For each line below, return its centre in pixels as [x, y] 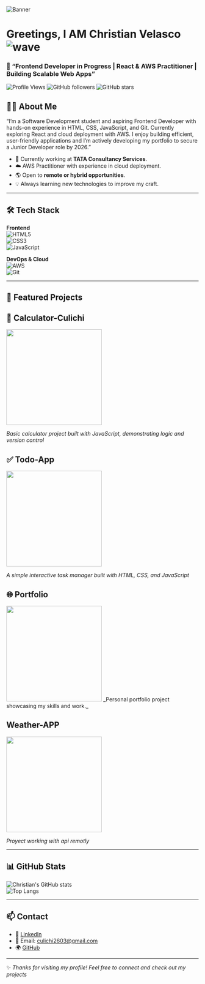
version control [25, 440]
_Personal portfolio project [136, 699]
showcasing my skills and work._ [47, 706]
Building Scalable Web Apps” [51, 74]
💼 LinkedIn [28, 934]
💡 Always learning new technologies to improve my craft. [87, 184]
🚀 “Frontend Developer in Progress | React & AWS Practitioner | [102, 66]
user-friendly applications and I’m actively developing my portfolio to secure [102, 141]
